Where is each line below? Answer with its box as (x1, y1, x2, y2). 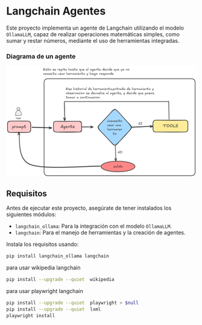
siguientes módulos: (6, 211, 57, 218)
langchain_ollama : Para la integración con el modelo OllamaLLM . (14, 222, 172, 230)
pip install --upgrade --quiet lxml (6, 306, 101, 312)
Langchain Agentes (6, 4, 106, 18)
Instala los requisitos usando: (6, 240, 79, 248)
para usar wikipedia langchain (6, 264, 81, 271)
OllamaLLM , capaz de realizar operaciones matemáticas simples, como (6, 30, 180, 37)
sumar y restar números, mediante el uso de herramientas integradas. (6, 37, 180, 44)
